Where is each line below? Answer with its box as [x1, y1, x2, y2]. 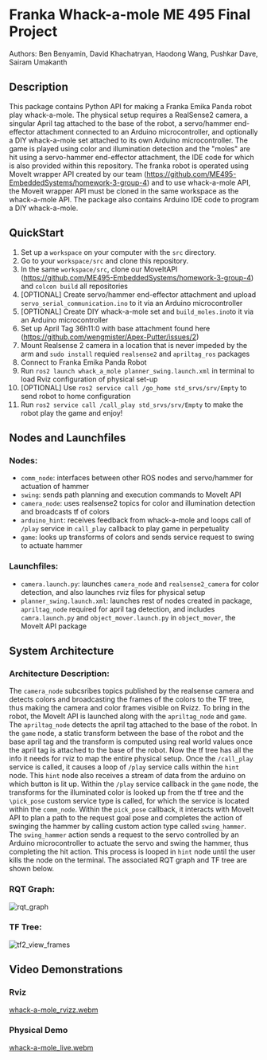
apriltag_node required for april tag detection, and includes [20, 604, 215, 614]
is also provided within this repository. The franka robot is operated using [9, 161, 249, 170]
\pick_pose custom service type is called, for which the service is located [9, 796, 250, 806]
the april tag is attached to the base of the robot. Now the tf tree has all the [9, 745, 253, 755]
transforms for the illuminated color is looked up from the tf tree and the [9, 788, 245, 797]
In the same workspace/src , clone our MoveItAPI [20, 264, 178, 274]
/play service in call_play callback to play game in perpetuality [20, 524, 230, 534]
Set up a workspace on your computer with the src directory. [20, 247, 217, 256]
